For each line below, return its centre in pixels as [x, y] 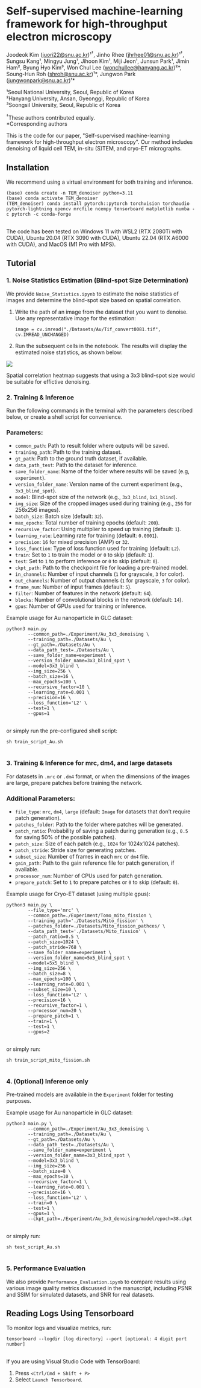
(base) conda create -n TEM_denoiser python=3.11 [70, 193]
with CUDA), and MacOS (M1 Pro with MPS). [61, 244]
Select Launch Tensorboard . [48, 1380]
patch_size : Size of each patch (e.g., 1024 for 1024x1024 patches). [97, 844]
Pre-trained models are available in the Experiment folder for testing [90, 1094]
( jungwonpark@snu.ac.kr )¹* [41, 80]
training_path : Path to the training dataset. [68, 452]
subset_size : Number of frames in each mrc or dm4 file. [82, 856]
